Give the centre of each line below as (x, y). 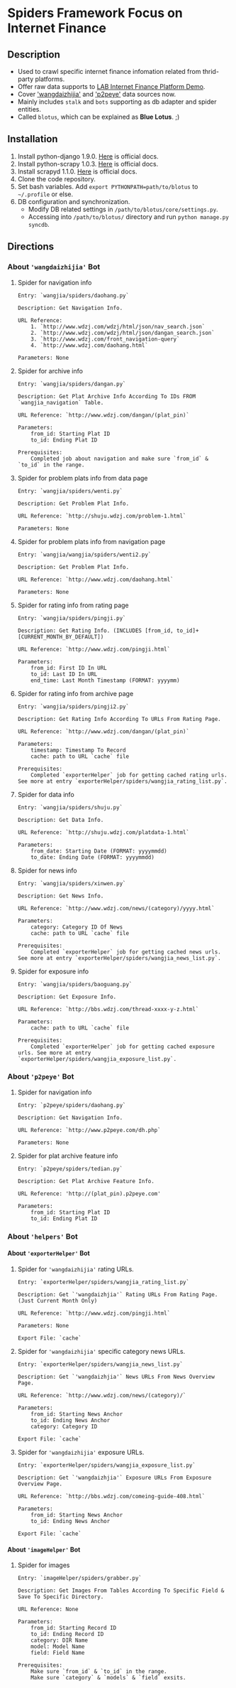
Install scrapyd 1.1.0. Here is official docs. (77, 171)
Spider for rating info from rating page (73, 605)
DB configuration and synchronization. (74, 201)
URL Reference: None (48, 1609)
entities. (29, 109)
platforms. (50, 79)
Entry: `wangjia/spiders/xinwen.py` (72, 883)
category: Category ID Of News (77, 927)
